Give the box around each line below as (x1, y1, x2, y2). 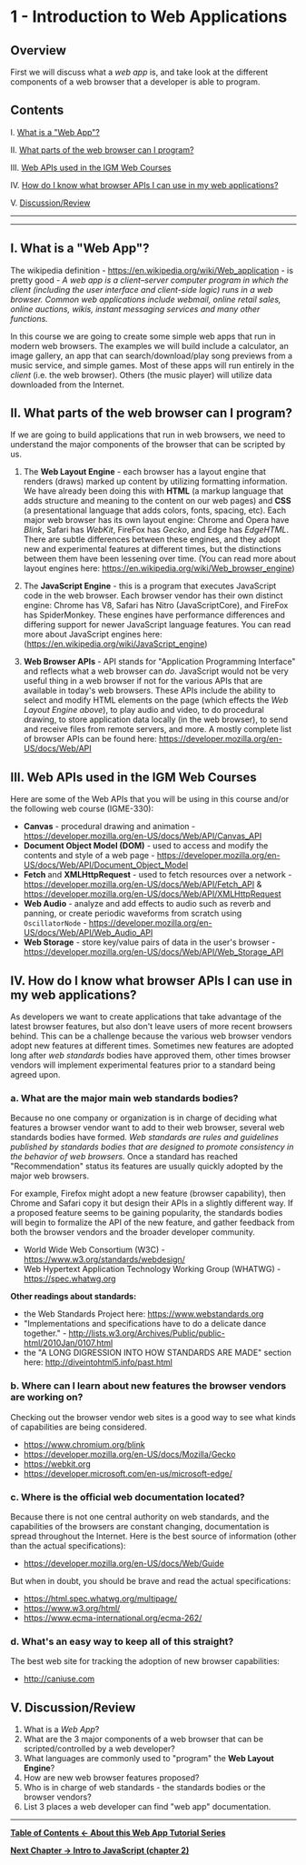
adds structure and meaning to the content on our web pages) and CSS (23, 496, 291, 506)
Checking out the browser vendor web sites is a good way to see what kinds (10, 1411, 296, 1422)
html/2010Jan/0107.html (23, 1338, 114, 1349)
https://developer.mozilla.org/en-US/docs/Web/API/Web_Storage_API (23, 947, 284, 958)
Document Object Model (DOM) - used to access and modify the (23, 840, 269, 851)
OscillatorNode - (23, 917, 87, 928)
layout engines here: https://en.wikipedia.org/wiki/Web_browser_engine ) (23, 563, 295, 574)
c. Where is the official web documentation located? (10, 1490, 245, 1503)
